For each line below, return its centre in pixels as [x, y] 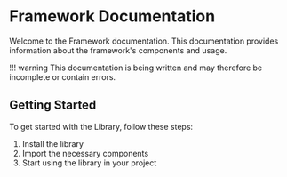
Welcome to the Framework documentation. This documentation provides [144, 41]
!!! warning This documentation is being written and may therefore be [136, 68]
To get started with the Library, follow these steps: [101, 126]
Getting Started [53, 105]
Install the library [53, 143]
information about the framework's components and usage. [118, 50]
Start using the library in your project [89, 163]
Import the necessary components [85, 153]
